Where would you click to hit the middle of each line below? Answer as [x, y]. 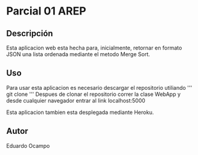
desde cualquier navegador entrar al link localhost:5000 [76, 100]
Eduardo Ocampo [28, 145]
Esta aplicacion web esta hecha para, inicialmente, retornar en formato [94, 48]
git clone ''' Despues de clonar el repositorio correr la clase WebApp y [94, 94]
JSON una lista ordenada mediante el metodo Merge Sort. [78, 54]
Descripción [30, 33]
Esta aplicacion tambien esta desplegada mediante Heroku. [80, 112]
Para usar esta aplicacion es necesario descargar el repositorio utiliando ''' [99, 87]
